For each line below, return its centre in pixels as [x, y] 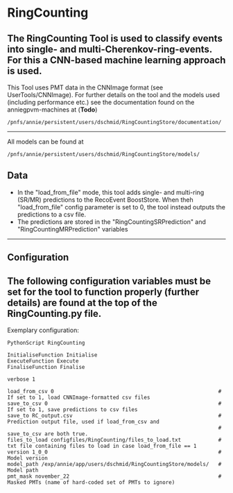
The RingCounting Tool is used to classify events [115, 38]
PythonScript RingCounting [46, 343]
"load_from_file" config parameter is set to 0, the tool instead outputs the [121, 207]
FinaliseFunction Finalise [46, 367]
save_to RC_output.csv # [114, 416]
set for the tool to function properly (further [103, 292]
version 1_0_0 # [114, 452]
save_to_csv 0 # [114, 404]
